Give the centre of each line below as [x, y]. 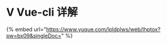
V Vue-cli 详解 [42, 12]
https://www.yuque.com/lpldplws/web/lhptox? [103, 29]
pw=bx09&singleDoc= [34, 35]
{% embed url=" [26, 29]
